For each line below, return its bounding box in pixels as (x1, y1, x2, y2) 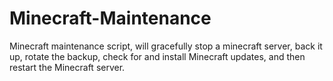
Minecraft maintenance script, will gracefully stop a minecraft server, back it (9, 40, 323, 52)
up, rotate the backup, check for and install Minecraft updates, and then (9, 50, 306, 62)
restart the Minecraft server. (9, 61, 126, 73)
